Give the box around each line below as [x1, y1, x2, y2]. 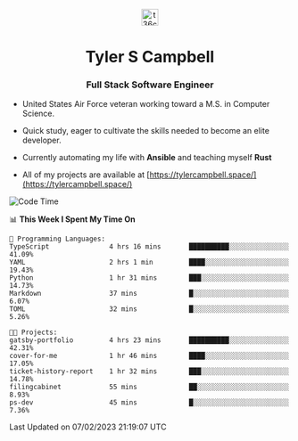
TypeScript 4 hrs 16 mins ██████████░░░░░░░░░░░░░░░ [9, 242, 290, 251]
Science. [21, 108, 55, 119]
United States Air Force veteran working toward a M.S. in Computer [21, 99, 270, 110]
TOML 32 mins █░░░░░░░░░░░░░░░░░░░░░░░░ [9, 305, 290, 314]
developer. [21, 135, 62, 146]
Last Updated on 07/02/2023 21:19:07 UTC [9, 421, 167, 432]
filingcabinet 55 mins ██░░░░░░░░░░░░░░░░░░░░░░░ [9, 383, 290, 392]
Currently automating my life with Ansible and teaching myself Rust [21, 152, 272, 163]
